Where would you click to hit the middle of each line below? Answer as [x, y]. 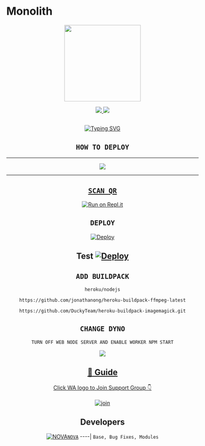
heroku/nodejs [103, 289]
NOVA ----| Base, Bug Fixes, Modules [113, 437]
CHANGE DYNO [103, 329]
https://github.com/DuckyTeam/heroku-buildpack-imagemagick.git [103, 311]
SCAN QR [103, 191]
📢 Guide [103, 372]
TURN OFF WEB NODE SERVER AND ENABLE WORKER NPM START [103, 342]
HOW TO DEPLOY [103, 147]
